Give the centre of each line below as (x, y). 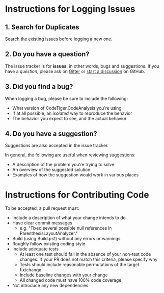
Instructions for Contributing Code (77, 195)
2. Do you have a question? (47, 54)
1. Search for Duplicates (42, 27)
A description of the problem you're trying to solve (63, 165)
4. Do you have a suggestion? (51, 134)
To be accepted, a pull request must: (42, 208)
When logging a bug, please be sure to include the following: (67, 98)
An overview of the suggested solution (51, 170)
